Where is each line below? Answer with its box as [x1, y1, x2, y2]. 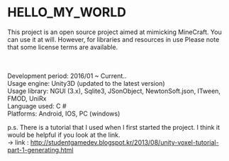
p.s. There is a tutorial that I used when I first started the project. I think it [7, 123, 220, 131]
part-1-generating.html [7, 145, 74, 154]
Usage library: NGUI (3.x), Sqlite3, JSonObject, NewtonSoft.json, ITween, [7, 87, 221, 95]
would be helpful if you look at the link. [7, 131, 121, 139]
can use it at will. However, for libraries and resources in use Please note [7, 35, 220, 43]
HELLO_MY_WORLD [7, 4, 126, 21]
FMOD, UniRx [7, 94, 47, 103]
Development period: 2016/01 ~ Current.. [7, 72, 127, 80]
